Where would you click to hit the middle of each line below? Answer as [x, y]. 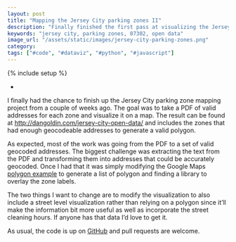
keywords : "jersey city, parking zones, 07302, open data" [96, 33]
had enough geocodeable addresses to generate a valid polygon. [102, 130]
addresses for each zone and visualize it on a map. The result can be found [116, 115]
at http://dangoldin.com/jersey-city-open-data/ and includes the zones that [116, 122]
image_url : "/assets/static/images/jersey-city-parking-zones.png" [108, 40]
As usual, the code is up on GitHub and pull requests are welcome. [104, 231]
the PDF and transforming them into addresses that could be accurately [111, 158]
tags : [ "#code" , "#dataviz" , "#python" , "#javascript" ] [91, 53]
